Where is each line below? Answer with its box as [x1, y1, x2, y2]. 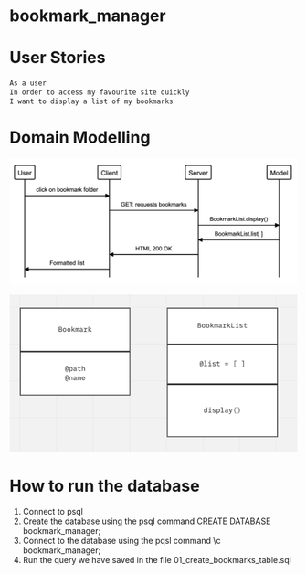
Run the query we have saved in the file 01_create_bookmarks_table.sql [22, 554, 292, 565]
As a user [9, 79, 47, 88]
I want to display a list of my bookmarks [9, 97, 174, 106]
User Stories [9, 48, 106, 69]
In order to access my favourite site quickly [9, 88, 190, 97]
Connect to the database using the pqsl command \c [22, 535, 221, 546]
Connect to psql [22, 505, 84, 516]
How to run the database [9, 475, 200, 496]
